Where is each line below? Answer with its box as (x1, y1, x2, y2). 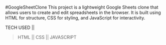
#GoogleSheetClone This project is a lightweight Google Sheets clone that (5, 4, 159, 10)
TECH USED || (5, 24, 35, 30)
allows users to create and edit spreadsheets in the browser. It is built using (5, 9, 161, 15)
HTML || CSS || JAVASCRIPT (17, 34, 77, 40)
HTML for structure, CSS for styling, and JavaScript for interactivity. (5, 15, 145, 20)
